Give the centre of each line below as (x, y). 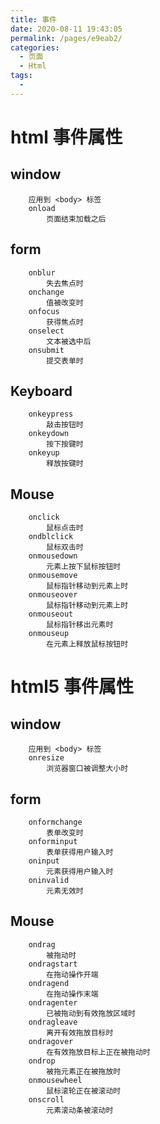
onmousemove (53, 576)
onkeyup (44, 453)
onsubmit (46, 350)
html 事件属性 (66, 137)
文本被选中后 (69, 341)
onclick (44, 517)
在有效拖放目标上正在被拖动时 (98, 1052)
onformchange (55, 822)
